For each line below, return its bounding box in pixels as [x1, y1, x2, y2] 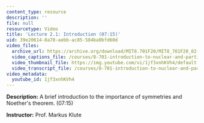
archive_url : [12, 48, 45, 55]
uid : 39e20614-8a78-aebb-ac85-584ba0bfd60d [6, 37, 118, 43]
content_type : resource [6, 8, 67, 15]
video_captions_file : [12, 54, 67, 60]
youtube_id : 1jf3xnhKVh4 [12, 76, 75, 82]
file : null [6, 20, 34, 26]
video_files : [6, 43, 39, 49]
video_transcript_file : [12, 65, 72, 71]
